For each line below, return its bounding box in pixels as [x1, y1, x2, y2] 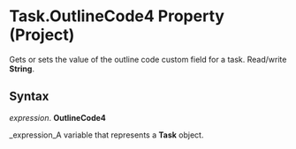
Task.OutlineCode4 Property [9, 6, 225, 26]
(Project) [9, 25, 75, 45]
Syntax [9, 89, 49, 104]
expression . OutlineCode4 [9, 112, 106, 123]
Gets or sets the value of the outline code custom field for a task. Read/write [9, 54, 287, 64]
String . [9, 63, 35, 74]
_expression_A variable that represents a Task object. [9, 130, 204, 140]
